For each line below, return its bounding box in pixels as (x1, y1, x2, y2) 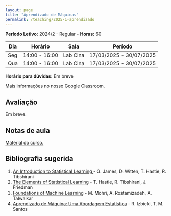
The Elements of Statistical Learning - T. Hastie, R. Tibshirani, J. (12, 179, 147, 185)
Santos (12, 206, 28, 212)
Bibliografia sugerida (5, 154, 74, 163)
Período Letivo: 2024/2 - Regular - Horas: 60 (5, 31, 102, 37)
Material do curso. (5, 140, 44, 146)
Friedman (12, 184, 33, 190)
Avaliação (5, 98, 38, 106)
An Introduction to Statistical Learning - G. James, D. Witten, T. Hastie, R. (12, 168, 166, 174)
